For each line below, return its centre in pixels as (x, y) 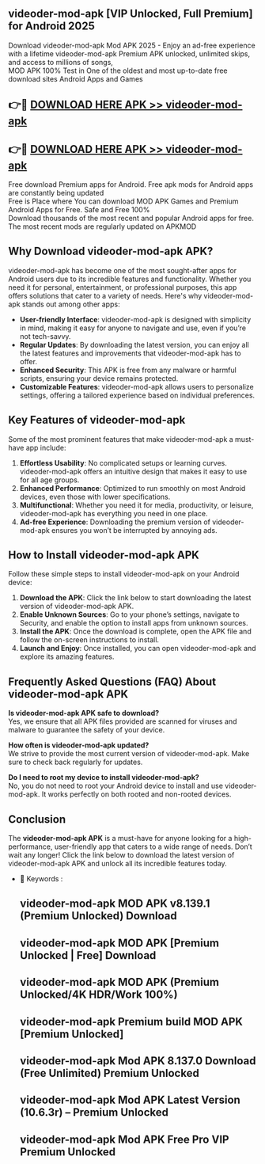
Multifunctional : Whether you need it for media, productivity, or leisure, (136, 505)
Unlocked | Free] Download (88, 955)
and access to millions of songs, (61, 62)
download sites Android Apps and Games (76, 78)
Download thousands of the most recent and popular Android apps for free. (131, 219)
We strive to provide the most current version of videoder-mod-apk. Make (129, 754)
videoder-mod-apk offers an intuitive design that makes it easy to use (133, 471)
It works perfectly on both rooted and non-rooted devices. (136, 794)
